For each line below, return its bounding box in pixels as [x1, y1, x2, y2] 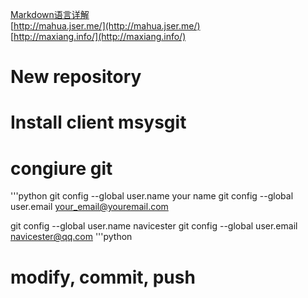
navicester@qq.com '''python [10, 231, 133, 243]
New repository [10, 66, 142, 88]
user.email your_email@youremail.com [10, 201, 169, 213]
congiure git [10, 157, 113, 180]
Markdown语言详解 [10, 9, 90, 20]
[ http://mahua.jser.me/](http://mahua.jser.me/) [10, 20, 201, 32]
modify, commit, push [10, 266, 196, 288]
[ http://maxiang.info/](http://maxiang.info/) [10, 31, 187, 42]
